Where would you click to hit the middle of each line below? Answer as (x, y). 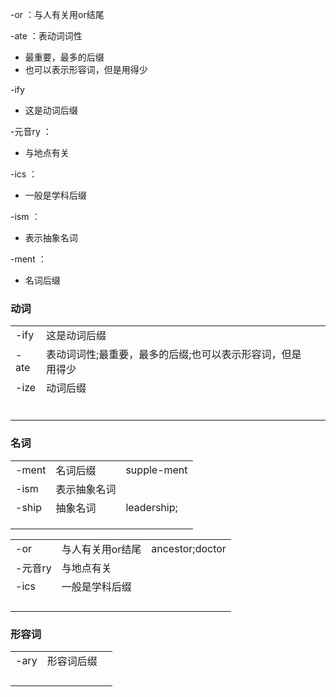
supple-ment (156, 470)
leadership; (151, 507)
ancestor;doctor (189, 548)
